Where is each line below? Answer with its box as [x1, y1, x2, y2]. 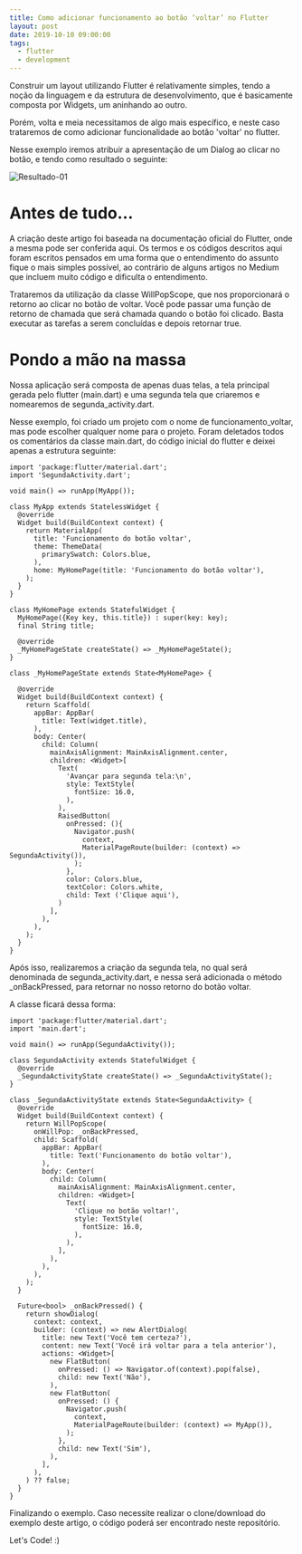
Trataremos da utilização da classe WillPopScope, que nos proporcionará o [9, 289, 290, 300]
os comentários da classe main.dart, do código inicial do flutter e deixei [9, 436, 276, 446]
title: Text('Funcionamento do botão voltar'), [49, 1151, 232, 1160]
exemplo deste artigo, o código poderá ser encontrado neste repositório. [9, 1517, 281, 1528]
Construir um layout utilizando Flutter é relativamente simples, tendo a [9, 81, 271, 91]
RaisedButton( [57, 811, 111, 820]
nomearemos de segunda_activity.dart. [9, 398, 156, 409]
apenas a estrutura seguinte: [9, 445, 117, 456]
